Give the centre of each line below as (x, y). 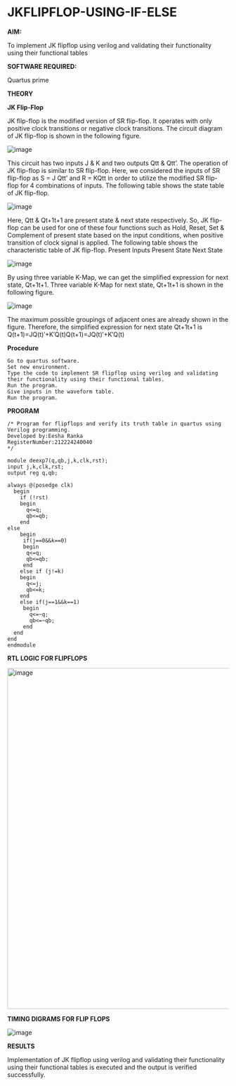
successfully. (26, 1074)
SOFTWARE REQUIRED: (42, 66)
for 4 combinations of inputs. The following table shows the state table (122, 185)
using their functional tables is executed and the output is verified (102, 1067)
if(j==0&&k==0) (45, 541)
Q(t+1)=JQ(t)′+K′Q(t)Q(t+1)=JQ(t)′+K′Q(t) (66, 334)
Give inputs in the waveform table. (61, 392)
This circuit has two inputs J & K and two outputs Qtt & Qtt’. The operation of (118, 163)
